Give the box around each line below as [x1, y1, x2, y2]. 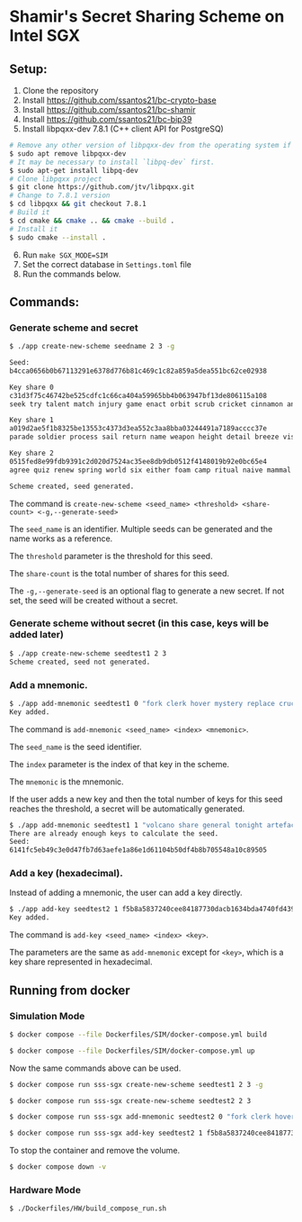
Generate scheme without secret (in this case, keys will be [9, 617, 270, 629]
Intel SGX [9, 25, 81, 46]
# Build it [9, 208, 50, 217]
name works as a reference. [9, 533, 113, 544]
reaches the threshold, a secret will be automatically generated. [9, 803, 245, 814]
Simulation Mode [9, 1009, 85, 1022]
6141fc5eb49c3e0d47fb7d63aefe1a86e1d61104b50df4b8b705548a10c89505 [9, 846, 268, 855]
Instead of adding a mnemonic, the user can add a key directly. [9, 887, 243, 898]
